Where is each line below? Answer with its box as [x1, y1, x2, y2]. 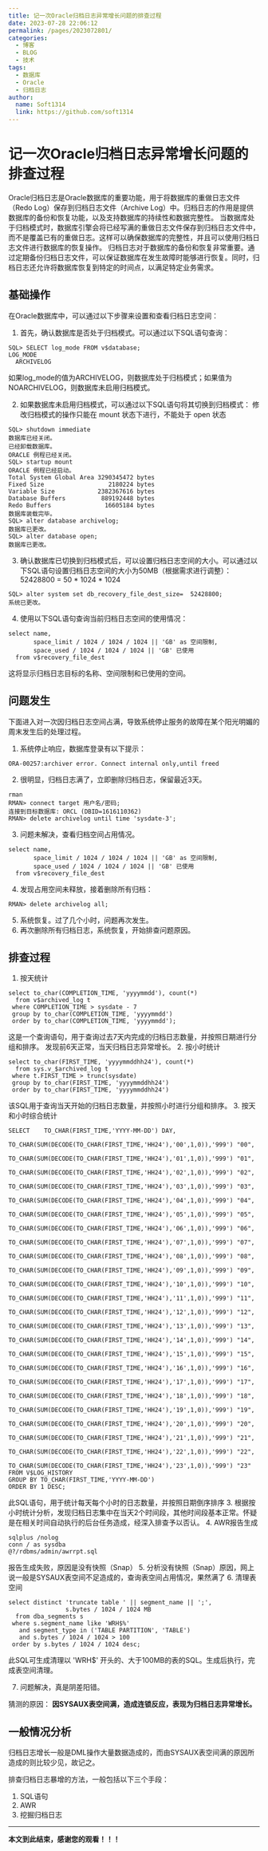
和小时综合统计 [8, 1111, 57, 1121]
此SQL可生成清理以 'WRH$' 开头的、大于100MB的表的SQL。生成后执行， [8, 1656, 249, 1665]
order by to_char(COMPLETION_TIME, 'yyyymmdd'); [11, 1017, 177, 1025]
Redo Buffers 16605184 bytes [8, 501, 156, 509]
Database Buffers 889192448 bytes [8, 494, 156, 503]
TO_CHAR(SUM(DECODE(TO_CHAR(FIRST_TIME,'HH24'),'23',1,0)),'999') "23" [8, 1462, 251, 1470]
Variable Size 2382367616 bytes [8, 487, 156, 495]
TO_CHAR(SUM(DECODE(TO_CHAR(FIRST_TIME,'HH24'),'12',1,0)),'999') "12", [8, 1308, 255, 1316]
